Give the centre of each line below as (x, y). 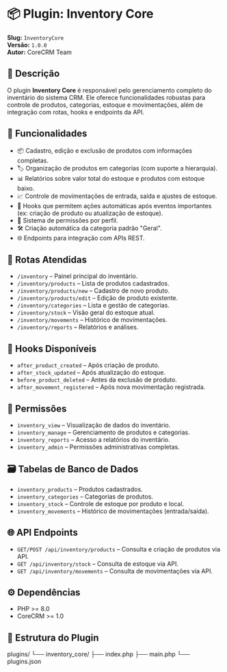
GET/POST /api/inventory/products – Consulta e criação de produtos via (119, 549)
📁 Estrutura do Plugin (53, 637)
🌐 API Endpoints (43, 533)
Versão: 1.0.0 (27, 45)
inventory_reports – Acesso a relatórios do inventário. (94, 439)
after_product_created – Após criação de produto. (88, 365)
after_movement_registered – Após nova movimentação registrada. (111, 387)
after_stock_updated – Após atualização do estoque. (91, 373)
